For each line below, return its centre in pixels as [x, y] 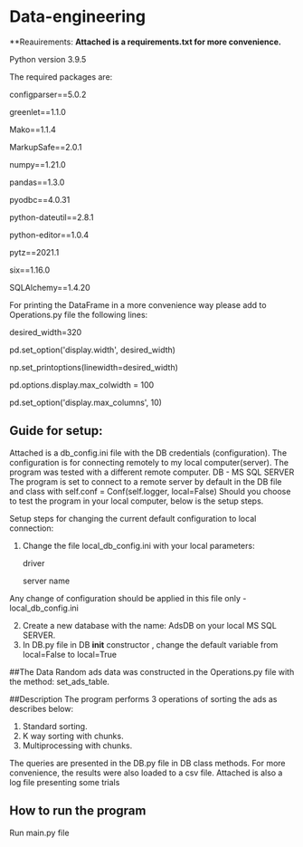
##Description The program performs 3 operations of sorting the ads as [143, 698]
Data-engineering [78, 17]
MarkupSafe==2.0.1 [46, 147]
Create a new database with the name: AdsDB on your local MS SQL [150, 625]
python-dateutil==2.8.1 [52, 217]
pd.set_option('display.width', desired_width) [93, 350]
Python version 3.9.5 [48, 59]
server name [46, 581]
